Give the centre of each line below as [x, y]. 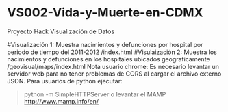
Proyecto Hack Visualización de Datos [61, 31]
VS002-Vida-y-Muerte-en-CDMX [105, 13]
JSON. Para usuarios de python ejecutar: [65, 81]
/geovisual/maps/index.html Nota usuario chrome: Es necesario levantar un [113, 66]
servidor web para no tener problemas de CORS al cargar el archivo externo [114, 74]
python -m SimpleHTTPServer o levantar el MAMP [95, 94]
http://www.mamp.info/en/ [61, 101]
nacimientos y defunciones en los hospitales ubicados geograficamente [109, 59]
